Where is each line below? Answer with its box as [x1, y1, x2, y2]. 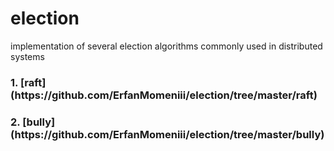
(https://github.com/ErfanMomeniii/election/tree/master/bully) [10, 127, 325, 141]
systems [10, 50, 45, 62]
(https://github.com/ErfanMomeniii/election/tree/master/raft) [10, 88, 318, 102]
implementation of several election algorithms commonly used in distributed [10, 40, 323, 52]
